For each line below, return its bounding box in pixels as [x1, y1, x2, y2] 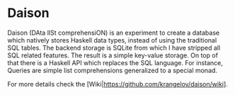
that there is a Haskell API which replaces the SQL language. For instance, [7, 58, 223, 67]
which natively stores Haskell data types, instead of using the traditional [7, 35, 217, 44]
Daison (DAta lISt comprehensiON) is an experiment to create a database [7, 28, 220, 37]
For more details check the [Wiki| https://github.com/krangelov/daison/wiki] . [7, 79, 228, 88]
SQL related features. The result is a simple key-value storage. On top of [7, 51, 218, 60]
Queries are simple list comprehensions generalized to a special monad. [7, 66, 218, 74]
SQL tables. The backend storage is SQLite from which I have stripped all [7, 43, 221, 52]
